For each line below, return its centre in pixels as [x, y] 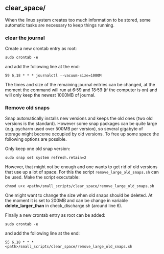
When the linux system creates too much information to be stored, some [78, 20]
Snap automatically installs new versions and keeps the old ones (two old [79, 118]
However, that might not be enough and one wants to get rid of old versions [81, 167]
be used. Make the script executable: [42, 177]
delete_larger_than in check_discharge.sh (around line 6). [64, 206]
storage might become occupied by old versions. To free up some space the [82, 134]
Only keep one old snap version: [38, 149]
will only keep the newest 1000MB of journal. [50, 95]
